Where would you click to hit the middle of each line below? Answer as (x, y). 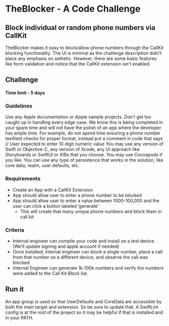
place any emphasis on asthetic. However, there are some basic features (81, 58)
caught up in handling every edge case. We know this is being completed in (84, 122)
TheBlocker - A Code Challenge (73, 9)
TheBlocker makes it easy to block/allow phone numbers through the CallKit (85, 48)
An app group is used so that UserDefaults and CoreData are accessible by (83, 301)
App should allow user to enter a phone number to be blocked (77, 195)
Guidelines (19, 106)
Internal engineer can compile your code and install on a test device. (84, 241)
